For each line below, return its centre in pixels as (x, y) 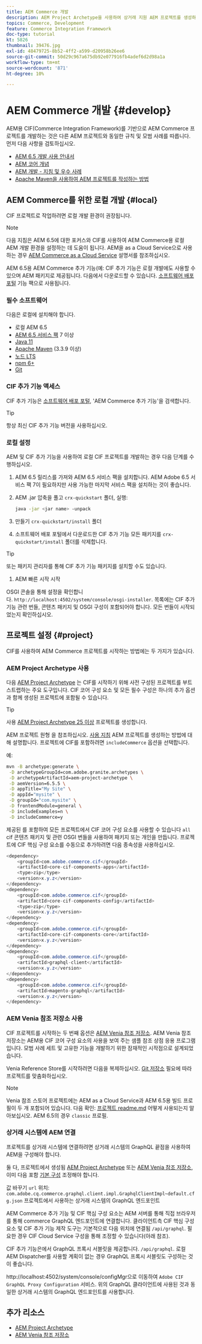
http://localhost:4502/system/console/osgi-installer (83, 600)
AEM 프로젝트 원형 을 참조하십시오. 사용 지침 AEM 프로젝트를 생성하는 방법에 (96, 735)
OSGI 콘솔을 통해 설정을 (34, 592)
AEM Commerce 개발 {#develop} (89, 111)
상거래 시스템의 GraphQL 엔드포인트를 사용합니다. (76, 1291)
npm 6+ (25, 363)
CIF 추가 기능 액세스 (33, 386)
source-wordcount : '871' (37, 68)
